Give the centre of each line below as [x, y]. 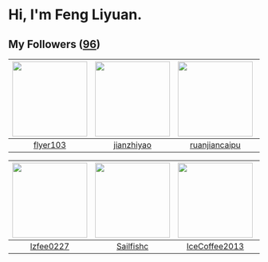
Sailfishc [133, 246]
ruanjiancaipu [215, 145]
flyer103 [49, 145]
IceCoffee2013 [215, 246]
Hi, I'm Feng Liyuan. [75, 15]
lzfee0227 [50, 246]
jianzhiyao [132, 145]
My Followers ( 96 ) [55, 44]
